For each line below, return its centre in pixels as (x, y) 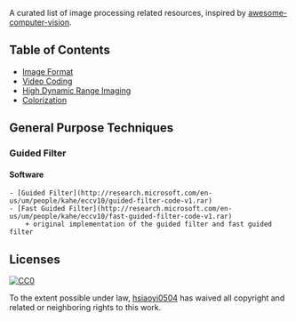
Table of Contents (60, 50)
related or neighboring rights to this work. (85, 308)
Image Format (48, 71)
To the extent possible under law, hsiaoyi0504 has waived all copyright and (147, 298)
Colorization (44, 100)
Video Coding (47, 81)
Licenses (35, 259)
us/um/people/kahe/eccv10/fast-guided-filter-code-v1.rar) (121, 217)
